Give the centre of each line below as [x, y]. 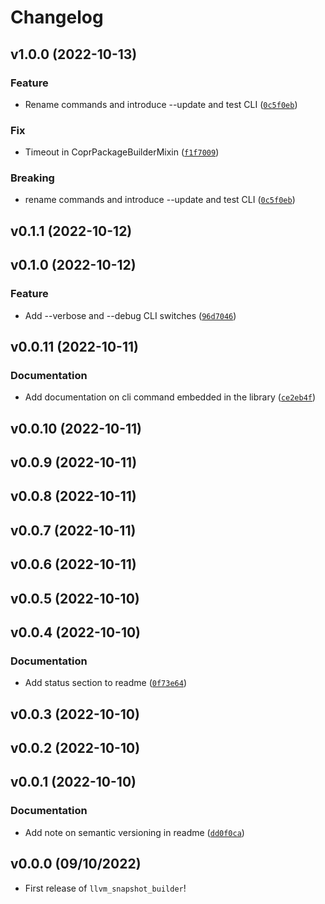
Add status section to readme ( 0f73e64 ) [105, 683]
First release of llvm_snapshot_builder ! [105, 888]
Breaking [32, 178]
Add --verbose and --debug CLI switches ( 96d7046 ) [130, 315]
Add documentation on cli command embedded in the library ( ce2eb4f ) [170, 397]
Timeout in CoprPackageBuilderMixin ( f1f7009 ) [122, 152]
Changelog [57, 17]
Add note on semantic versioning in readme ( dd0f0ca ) [134, 832]
